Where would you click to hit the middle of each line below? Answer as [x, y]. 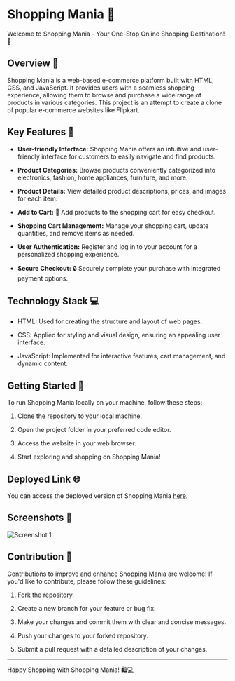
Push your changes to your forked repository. [83, 635]
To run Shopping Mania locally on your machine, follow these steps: [105, 403]
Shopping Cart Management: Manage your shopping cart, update [113, 225]
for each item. [37, 198]
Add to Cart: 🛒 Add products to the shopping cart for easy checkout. [116, 212]
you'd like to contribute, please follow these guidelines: [87, 581]
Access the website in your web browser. [77, 443]
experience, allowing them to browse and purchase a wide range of [104, 95]
